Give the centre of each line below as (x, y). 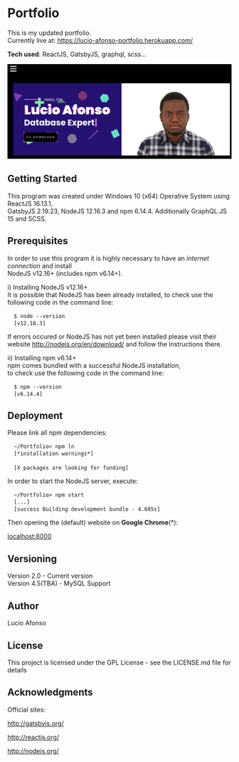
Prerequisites (38, 241)
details (17, 670)
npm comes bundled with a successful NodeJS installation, (94, 365)
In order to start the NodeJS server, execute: (73, 481)
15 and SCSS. (27, 218)
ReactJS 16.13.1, (30, 203)
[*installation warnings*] (54, 454)
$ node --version (39, 316)
